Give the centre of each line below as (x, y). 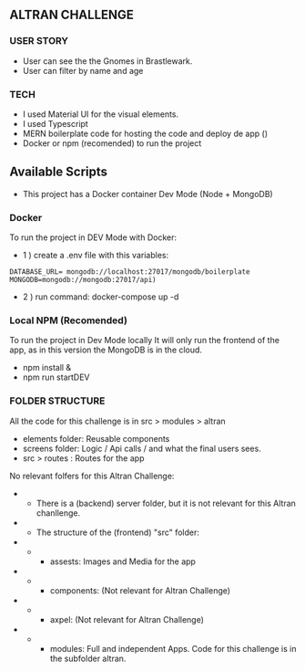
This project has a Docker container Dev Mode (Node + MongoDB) (147, 194)
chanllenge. (58, 513)
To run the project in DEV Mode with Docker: (93, 237)
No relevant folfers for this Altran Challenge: (92, 476)
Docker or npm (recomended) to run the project (112, 143)
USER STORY (39, 41)
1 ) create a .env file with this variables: (96, 256)
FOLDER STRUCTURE (57, 401)
